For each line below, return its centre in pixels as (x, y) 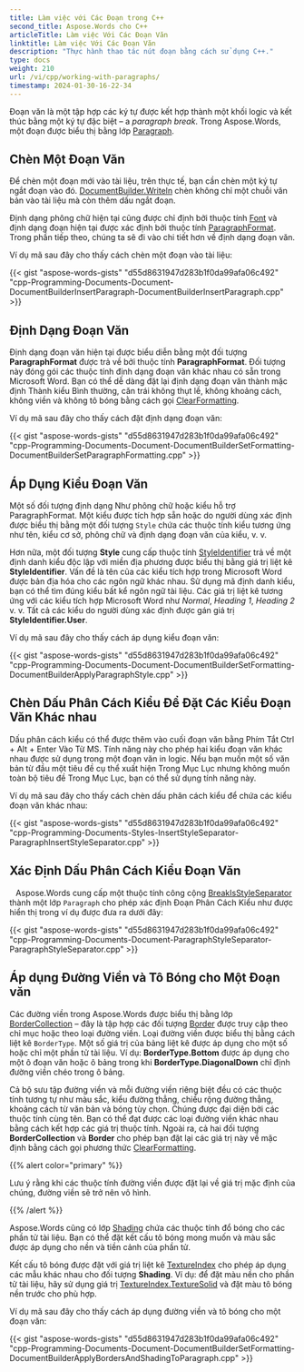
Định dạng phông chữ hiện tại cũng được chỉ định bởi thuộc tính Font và (143, 218)
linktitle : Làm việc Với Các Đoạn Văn (83, 43)
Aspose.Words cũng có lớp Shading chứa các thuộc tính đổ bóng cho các (147, 1227)
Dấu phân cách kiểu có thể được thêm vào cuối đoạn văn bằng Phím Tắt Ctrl (152, 739)
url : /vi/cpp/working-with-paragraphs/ (85, 77)
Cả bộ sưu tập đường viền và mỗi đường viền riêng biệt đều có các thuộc (146, 1089)
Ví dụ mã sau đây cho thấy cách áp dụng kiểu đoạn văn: (114, 638)
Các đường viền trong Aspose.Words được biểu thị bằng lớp (121, 1014)
